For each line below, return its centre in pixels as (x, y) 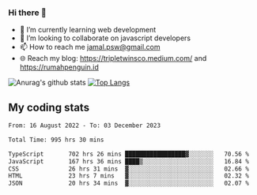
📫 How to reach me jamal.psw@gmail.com (90, 47)
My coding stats (49, 107)
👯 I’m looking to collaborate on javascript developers (105, 38)
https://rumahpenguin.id (59, 67)
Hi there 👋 (28, 13)
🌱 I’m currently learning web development (88, 30)
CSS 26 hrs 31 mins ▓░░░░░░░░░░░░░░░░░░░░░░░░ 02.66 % (128, 169)
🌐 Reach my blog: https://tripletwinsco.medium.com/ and (113, 58)
